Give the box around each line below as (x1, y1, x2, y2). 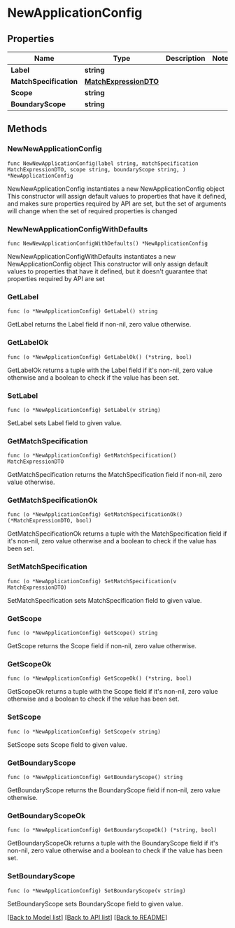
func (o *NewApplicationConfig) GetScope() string (7, 629, 158, 637)
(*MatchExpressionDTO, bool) (7, 517, 92, 524)
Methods (7, 123, 48, 135)
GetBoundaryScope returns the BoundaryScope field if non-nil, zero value (7, 785, 221, 794)
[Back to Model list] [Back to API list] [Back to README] (7, 913, 168, 921)
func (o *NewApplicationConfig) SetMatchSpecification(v (7, 578, 177, 585)
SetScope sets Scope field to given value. (7, 740, 128, 749)
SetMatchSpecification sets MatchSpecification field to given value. (7, 596, 202, 604)
